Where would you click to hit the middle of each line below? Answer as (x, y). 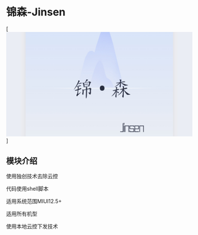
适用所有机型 (22, 214)
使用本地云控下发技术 (32, 226)
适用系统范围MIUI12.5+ (34, 201)
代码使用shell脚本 (27, 189)
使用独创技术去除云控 (32, 176)
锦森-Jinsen (36, 12)
